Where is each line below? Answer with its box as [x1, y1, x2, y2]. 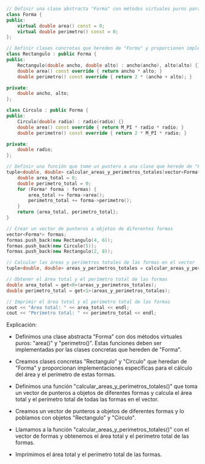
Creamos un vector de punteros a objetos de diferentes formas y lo [15, 408, 184, 415]
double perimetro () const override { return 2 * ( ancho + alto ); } [17, 73, 193, 80]
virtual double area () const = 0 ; [17, 23, 105, 29]
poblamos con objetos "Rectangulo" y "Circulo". [15, 414, 136, 422]
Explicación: [6, 321, 37, 329]
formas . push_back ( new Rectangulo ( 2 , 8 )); [6, 249, 113, 255]
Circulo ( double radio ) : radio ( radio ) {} [17, 118, 124, 125]
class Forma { [6, 11, 43, 18]
